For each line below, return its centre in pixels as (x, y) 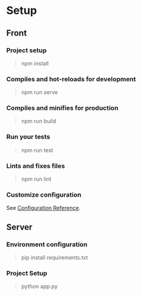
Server (19, 227)
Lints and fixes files (36, 166)
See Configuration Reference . (43, 208)
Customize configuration (44, 195)
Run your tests (28, 137)
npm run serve (39, 92)
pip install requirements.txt (54, 258)
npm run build (39, 121)
